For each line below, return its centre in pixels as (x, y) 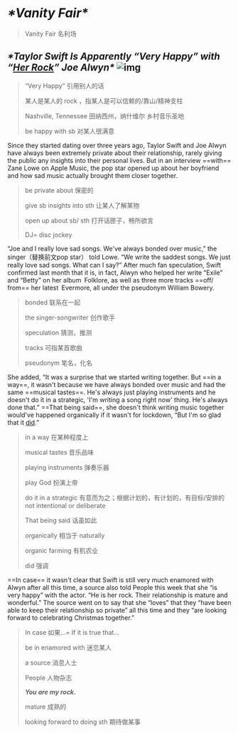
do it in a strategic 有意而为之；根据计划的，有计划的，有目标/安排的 (125, 497)
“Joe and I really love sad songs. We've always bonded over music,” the (112, 248)
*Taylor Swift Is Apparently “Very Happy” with (114, 57)
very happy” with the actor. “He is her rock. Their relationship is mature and (118, 595)
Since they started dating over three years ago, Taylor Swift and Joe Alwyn (117, 145)
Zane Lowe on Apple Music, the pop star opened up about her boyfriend (113, 168)
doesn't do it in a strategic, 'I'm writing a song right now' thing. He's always (118, 399)
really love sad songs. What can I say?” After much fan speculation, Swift (114, 265)
